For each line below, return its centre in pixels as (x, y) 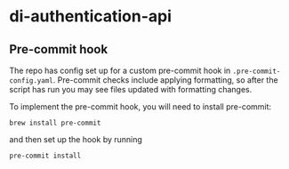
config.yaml (31, 81)
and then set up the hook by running (76, 139)
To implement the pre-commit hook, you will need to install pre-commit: (140, 107)
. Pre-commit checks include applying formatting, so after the (165, 80)
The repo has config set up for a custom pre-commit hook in (120, 70)
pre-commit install (45, 156)
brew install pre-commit (55, 123)
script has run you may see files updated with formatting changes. (131, 89)
